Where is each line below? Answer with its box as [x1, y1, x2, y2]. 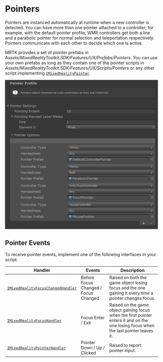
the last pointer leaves [109, 328, 154, 333]
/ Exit [81, 320, 91, 326]
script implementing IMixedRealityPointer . [5, 70, 91, 76]
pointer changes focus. [109, 295, 155, 301]
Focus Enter [81, 315, 105, 321]
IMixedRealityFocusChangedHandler [7, 286, 77, 291]
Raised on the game [109, 302, 149, 308]
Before [81, 275, 95, 280]
